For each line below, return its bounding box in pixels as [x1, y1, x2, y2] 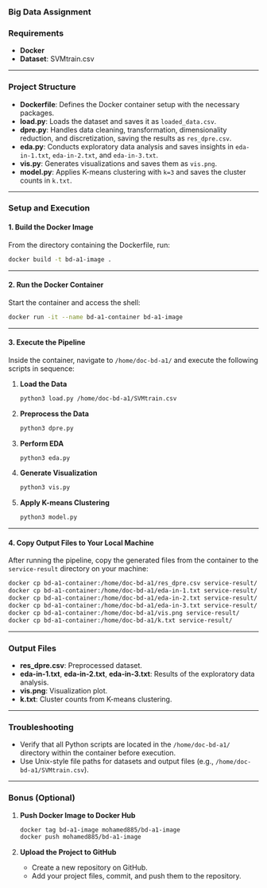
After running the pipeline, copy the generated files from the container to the [8, 555, 259, 566]
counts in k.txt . [19, 176, 72, 185]
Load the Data [19, 379, 68, 388]
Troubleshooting [8, 721, 74, 732]
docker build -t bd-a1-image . [8, 255, 112, 264]
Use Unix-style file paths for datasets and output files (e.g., [19, 757, 215, 766]
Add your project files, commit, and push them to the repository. [31, 871, 242, 881]
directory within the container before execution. [19, 748, 176, 758]
